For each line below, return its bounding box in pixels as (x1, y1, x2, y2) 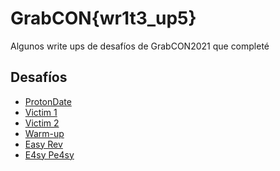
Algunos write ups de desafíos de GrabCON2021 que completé (10, 40, 270, 52)
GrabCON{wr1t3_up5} (10, 7, 197, 30)
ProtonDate (24, 95, 72, 107)
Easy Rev (24, 138, 63, 150)
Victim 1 (24, 106, 58, 118)
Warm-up (24, 127, 65, 139)
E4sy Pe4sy (24, 148, 75, 161)
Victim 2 (24, 117, 60, 129)
